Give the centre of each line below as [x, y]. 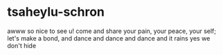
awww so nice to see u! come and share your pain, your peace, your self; [112, 31]
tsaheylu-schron [56, 12]
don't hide [22, 45]
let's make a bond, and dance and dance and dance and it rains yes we [109, 38]
